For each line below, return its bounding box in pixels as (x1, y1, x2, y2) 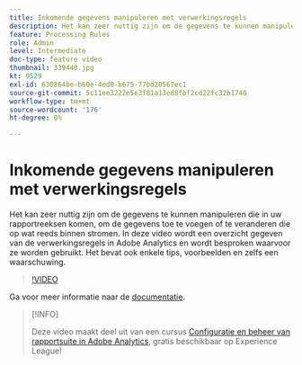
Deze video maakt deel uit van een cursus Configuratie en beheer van (31, 326, 290, 337)
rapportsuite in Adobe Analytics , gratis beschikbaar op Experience (31, 336, 278, 347)
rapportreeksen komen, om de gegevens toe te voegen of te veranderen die (9, 218, 290, 229)
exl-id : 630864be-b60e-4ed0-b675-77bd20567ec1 (9, 80, 187, 89)
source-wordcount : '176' (9, 105, 102, 114)
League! (31, 345, 62, 356)
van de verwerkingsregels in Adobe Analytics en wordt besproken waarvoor (9, 237, 291, 248)
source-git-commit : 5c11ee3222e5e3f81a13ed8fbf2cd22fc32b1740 (9, 88, 247, 97)
